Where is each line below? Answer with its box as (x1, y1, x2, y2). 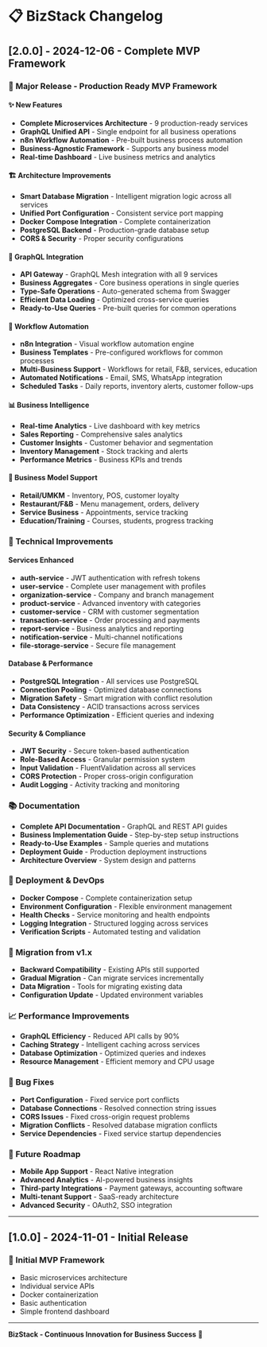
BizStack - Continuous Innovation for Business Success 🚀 (8, 1330, 203, 1339)
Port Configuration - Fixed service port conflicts (19, 1095, 180, 1104)
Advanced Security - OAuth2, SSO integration (19, 1201, 172, 1210)
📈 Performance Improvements (8, 1011, 130, 1022)
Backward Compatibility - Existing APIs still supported (19, 965, 200, 975)
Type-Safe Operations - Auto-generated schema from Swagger (19, 286, 230, 296)
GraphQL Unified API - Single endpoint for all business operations (19, 126, 237, 136)
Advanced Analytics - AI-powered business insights (19, 1175, 193, 1185)
